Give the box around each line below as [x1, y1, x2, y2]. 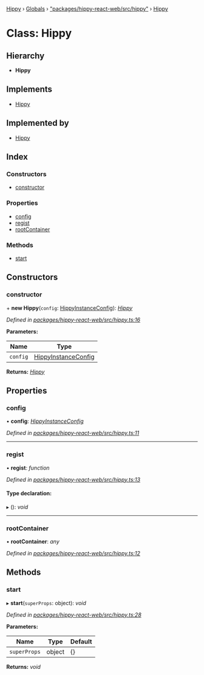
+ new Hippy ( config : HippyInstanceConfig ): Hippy [6, 304, 133, 312]
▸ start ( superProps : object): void [6, 599, 87, 606]
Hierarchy [6, 50, 45, 61]
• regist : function [6, 464, 50, 471]
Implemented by [6, 118, 69, 128]
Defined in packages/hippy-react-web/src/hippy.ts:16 [6, 316, 141, 323]
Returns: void [6, 663, 41, 670]
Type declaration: [6, 490, 52, 497]
